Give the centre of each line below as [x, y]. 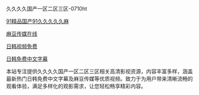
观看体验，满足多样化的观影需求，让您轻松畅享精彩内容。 [76, 86]
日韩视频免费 [22, 46]
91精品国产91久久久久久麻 [38, 21]
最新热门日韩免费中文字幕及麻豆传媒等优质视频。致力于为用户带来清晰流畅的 [99, 79]
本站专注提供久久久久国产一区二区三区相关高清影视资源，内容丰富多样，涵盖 [99, 71]
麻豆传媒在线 [22, 34]
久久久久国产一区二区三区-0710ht [47, 9]
